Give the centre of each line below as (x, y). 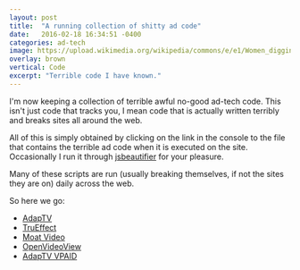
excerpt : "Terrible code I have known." (86, 76)
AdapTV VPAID (50, 256)
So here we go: (37, 200)
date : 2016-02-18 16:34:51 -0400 (75, 34)
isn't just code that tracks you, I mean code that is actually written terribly (144, 110)
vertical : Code (37, 68)
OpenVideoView (52, 246)
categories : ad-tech (48, 42)
